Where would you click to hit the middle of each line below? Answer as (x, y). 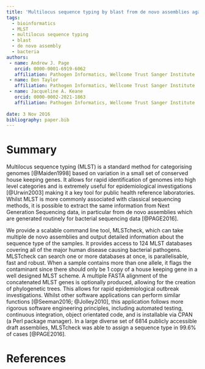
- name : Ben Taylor (34, 80)
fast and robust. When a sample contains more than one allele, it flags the (99, 263)
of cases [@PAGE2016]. (36, 334)
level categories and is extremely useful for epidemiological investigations (99, 186)
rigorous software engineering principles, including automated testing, (95, 308)
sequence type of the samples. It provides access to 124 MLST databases (99, 243)
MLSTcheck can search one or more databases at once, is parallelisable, (98, 256)
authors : (17, 57)
